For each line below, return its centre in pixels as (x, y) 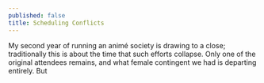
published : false (37, 15)
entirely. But (28, 70)
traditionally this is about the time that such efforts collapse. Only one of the (132, 54)
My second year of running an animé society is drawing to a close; (117, 45)
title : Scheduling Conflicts (56, 23)
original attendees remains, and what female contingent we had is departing (132, 62)
